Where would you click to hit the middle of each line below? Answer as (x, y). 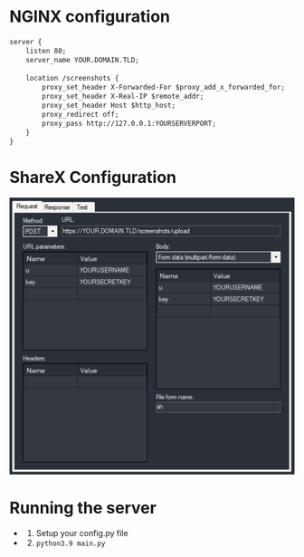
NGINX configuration (90, 17)
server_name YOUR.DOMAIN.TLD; (83, 60)
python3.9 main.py (71, 543)
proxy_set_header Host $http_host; (109, 105)
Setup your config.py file (82, 533)
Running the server (83, 508)
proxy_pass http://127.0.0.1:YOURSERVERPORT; (129, 123)
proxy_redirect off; (81, 114)
